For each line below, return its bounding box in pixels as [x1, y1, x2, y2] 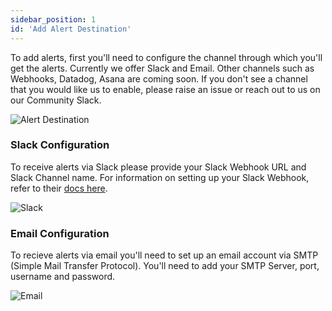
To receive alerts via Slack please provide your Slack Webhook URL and [10, 161, 307, 173]
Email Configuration [10, 226, 110, 240]
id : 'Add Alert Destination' [10, 24, 132, 34]
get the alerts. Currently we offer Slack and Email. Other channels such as [10, 62, 315, 74]
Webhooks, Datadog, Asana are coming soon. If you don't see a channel [10, 72, 308, 85]
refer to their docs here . [10, 182, 108, 194]
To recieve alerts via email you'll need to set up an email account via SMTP [10, 249, 319, 261]
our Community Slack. [10, 94, 102, 106]
